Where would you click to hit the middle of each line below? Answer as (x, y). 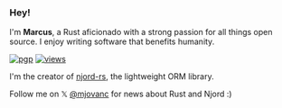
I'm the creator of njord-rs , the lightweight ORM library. (112, 76)
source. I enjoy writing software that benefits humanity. (112, 41)
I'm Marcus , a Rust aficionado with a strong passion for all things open (141, 32)
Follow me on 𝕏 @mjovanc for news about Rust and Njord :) (121, 94)
